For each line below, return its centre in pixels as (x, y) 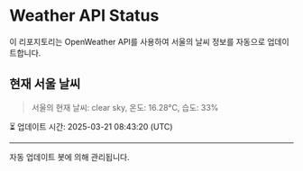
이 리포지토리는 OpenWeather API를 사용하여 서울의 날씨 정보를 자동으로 (138, 41)
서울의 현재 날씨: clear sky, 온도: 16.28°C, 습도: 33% (125, 107)
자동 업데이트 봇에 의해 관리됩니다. (69, 157)
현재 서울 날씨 (45, 84)
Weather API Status (84, 16)
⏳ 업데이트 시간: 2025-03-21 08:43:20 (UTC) (91, 126)
